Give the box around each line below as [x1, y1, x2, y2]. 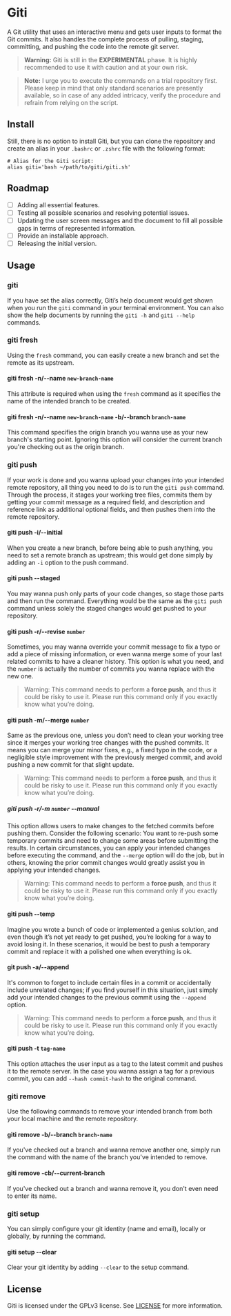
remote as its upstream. [7, 358, 74, 367]
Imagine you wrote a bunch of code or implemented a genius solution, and [7, 925, 219, 933]
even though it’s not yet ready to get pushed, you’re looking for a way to [7, 933, 212, 941]
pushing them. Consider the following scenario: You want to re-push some [7, 829, 219, 837]
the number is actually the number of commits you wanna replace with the [7, 665, 215, 673]
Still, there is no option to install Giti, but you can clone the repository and [7, 137, 216, 145]
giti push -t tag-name [7, 1045, 66, 1053]
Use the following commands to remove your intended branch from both [7, 1107, 212, 1116]
